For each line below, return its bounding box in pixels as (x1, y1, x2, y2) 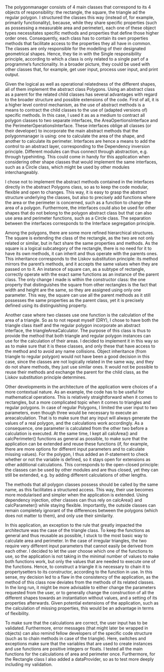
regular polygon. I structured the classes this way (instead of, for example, (5, 15, 155, 20)
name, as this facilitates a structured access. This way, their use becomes (5, 487, 154, 493)
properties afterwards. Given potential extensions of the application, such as (5, 600, 159, 606)
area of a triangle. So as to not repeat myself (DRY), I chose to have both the (5, 317, 159, 323)
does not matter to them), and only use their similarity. (5, 513, 114, 519)
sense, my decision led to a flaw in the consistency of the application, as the (5, 574, 159, 580)
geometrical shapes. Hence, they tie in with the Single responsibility (5, 51, 142, 57)
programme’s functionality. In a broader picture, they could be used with (5, 61, 150, 67)
